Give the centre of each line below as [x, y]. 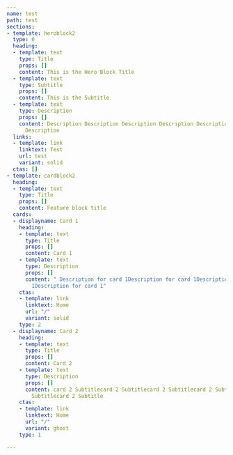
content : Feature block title [63, 208]
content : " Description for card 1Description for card [107, 279]
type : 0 [24, 40]
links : [22, 137]
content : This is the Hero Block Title [77, 72]
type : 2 [30, 325]
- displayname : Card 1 [46, 221]
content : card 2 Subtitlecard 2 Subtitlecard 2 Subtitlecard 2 [119, 390]
